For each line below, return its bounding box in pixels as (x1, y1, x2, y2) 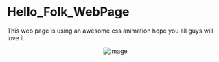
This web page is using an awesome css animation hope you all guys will (7, 27, 214, 35)
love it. (7, 33, 26, 42)
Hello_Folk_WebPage (7, 4, 130, 20)
